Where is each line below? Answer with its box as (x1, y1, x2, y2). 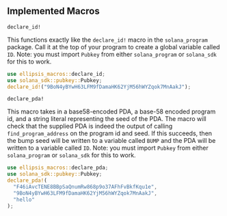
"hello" (13, 196, 36, 203)
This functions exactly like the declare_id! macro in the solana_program (7, 36, 209, 44)
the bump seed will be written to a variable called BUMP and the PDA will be (7, 137, 216, 145)
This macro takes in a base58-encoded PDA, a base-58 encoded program (7, 107, 216, 116)
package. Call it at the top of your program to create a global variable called (7, 42, 220, 51)
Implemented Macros (7, 5, 101, 17)
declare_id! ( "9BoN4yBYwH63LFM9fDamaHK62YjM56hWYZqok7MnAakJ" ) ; (7, 83, 191, 90)
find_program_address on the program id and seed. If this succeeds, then (7, 129, 213, 137)
